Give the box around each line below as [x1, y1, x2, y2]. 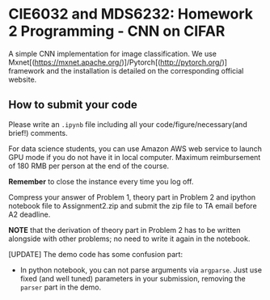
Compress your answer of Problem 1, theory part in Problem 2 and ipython [8, 192, 256, 202]
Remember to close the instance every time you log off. [8, 176, 194, 186]
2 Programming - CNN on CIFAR [8, 22, 226, 40]
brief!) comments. [8, 128, 69, 137]
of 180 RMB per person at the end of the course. [8, 161, 170, 171]
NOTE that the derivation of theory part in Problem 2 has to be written [8, 225, 241, 235]
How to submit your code [8, 98, 137, 112]
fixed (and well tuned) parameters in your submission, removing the [19, 273, 246, 283]
